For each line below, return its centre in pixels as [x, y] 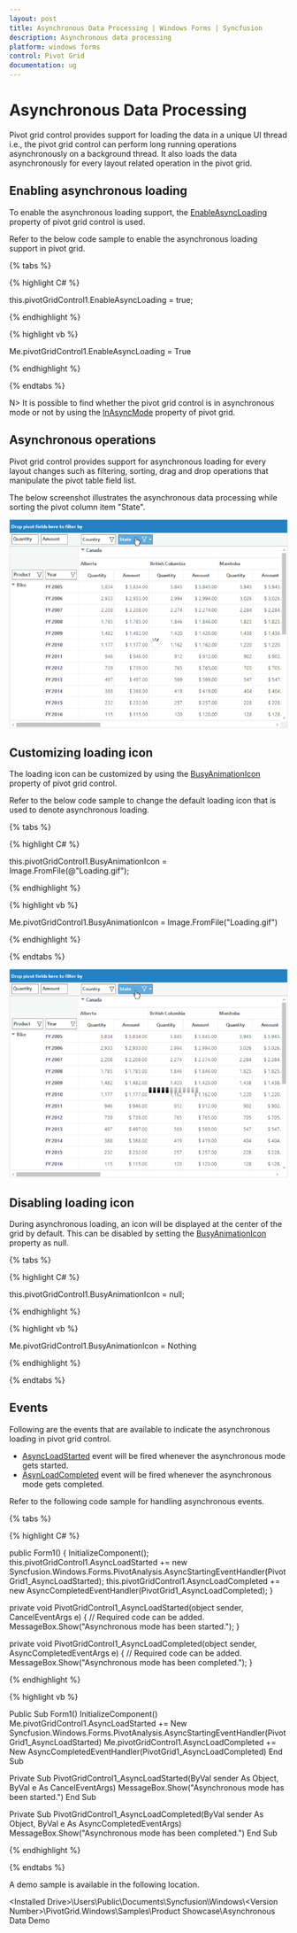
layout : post [33, 19]
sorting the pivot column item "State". [77, 507]
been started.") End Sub [53, 1797]
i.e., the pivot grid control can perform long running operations [123, 144]
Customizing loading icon [81, 753]
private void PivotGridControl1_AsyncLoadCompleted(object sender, [133, 1643]
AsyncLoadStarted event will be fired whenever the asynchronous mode [153, 1456]
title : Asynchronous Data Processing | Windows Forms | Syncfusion [136, 28]
